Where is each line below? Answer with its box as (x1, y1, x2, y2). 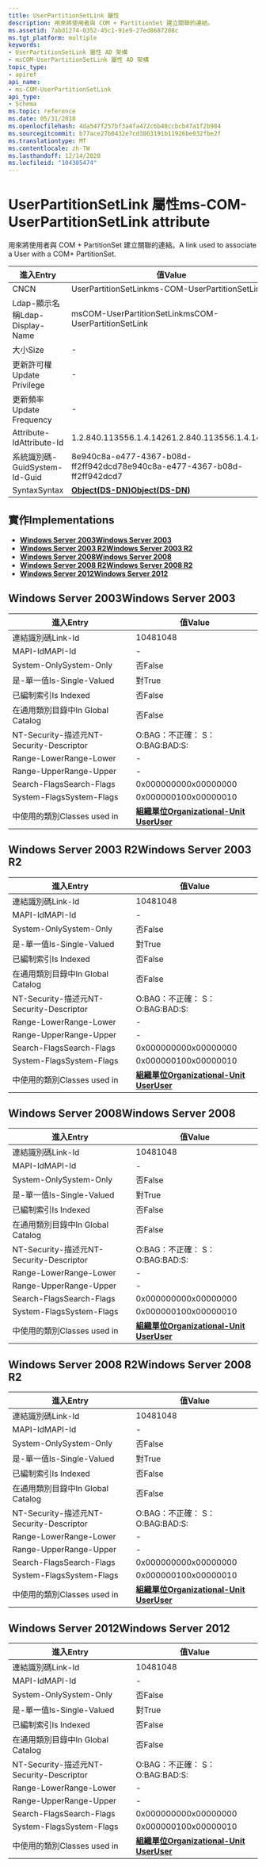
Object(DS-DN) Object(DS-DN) (70, 485, 191, 496)
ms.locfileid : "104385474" (8, 159, 97, 167)
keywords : (8, 41, 41, 49)
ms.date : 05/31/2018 (8, 115, 77, 123)
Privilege (12, 380, 45, 391)
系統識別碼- (12, 451, 58, 462)
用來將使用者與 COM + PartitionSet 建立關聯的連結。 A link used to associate (8, 240, 257, 250)
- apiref (8, 71, 37, 79)
